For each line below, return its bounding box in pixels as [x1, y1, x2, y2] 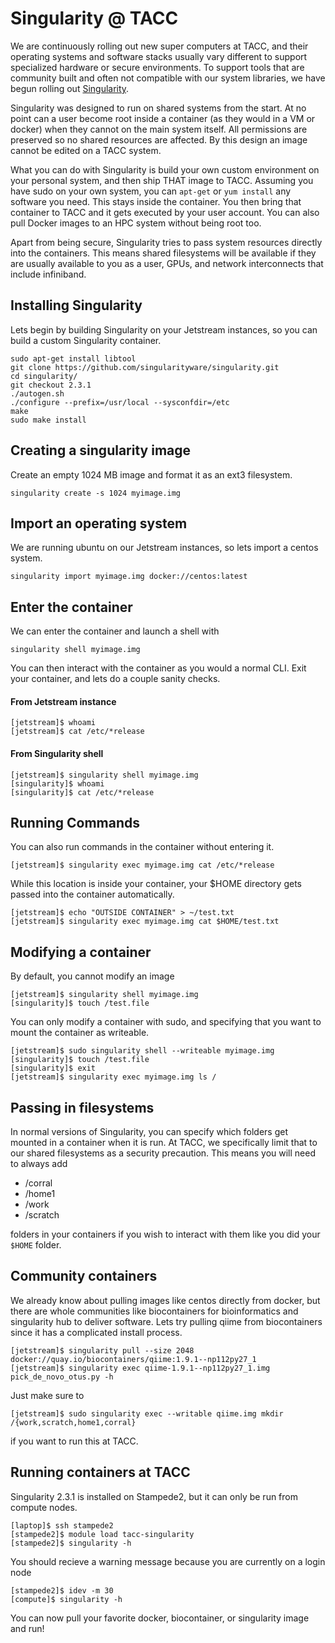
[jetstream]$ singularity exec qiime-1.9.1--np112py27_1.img [10, 1363, 271, 1373]
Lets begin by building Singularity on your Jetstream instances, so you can [10, 323, 318, 336]
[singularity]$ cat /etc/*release [10, 787, 155, 797]
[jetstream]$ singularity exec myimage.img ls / [10, 1072, 217, 1082]
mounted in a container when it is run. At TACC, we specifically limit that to [10, 1137, 318, 1149]
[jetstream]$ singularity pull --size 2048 [10, 1345, 195, 1356]
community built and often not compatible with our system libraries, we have [10, 72, 326, 84]
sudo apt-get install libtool [10, 353, 137, 364]
